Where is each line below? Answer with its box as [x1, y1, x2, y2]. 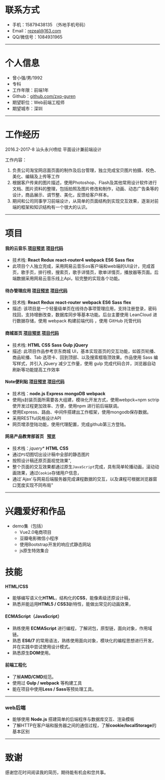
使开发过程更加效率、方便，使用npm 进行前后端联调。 [12, 403, 122, 408]
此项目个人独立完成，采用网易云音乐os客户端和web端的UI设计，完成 [12, 263, 151, 269]
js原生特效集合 [19, 548, 49, 553]
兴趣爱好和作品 [5, 506, 66, 517]
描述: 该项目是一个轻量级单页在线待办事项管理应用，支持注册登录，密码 [12, 306, 157, 312]
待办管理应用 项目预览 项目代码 [5, 288, 68, 293]
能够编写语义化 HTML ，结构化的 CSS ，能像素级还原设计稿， [12, 595, 133, 601]
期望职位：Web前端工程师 [12, 99, 65, 105]
